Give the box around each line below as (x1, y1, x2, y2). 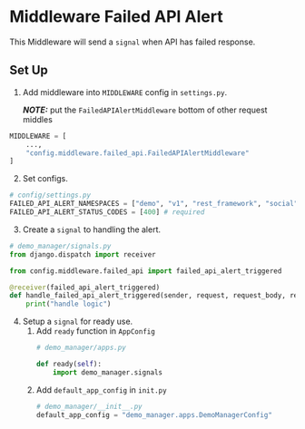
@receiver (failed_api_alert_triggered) (9, 283, 161, 292)
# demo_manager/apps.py (35, 343, 127, 353)
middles (22, 113, 53, 124)
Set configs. (22, 173, 68, 184)
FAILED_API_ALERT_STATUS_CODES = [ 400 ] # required (9, 208, 205, 217)
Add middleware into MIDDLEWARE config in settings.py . (22, 86, 228, 97)
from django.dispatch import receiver (9, 249, 156, 259)
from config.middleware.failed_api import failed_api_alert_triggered (9, 266, 282, 276)
